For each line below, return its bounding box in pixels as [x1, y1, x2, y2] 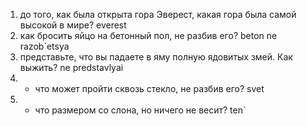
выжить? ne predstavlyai [19, 62, 124, 73]
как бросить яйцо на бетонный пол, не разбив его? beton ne [19, 30, 278, 41]
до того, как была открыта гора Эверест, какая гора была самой [19, 9, 297, 20]
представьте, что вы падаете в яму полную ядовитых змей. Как [19, 51, 293, 63]
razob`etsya [19, 40, 70, 52]
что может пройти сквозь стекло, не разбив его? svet [34, 83, 265, 94]
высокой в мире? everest [19, 19, 127, 31]
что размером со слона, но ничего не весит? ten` [34, 104, 247, 116]
